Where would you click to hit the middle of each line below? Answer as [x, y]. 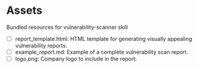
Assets [24, 11]
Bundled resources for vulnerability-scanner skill [67, 27]
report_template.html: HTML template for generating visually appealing [104, 39]
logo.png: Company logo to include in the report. [76, 59]
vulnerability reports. [41, 45]
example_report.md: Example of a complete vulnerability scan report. [101, 52]
